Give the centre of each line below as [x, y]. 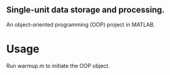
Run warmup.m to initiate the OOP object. [58, 65]
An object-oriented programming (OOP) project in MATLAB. [81, 24]
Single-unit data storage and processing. [86, 10]
